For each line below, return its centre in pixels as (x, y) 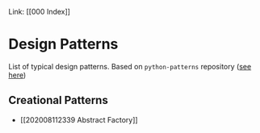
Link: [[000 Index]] (40, 12)
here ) (17, 75)
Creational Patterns (59, 100)
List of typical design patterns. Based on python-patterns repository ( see (130, 66)
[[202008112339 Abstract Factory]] (79, 119)
